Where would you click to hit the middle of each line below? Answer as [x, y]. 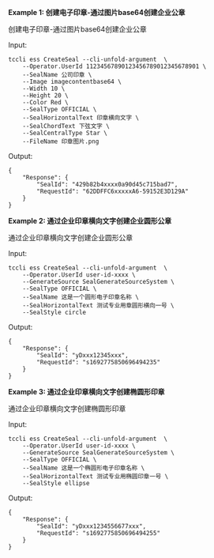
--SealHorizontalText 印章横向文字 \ [81, 118]
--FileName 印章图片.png [61, 141]
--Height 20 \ [45, 96]
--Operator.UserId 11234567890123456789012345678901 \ [115, 66]
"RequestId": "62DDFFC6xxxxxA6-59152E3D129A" [113, 191]
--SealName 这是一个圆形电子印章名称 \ [81, 297]
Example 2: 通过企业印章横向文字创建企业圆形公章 [90, 221]
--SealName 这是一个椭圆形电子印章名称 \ [84, 468]
